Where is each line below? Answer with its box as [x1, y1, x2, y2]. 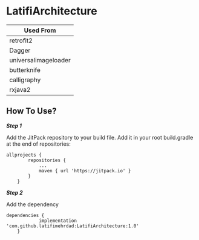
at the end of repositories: [6, 140, 71, 148]
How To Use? [6, 106, 57, 116]
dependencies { [6, 212, 45, 218]
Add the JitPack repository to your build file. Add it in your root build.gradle [6, 134, 194, 141]
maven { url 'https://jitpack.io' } [38, 167, 131, 174]
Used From [24, 26, 56, 34]
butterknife [9, 65, 41, 74]
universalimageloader [9, 56, 71, 64]
